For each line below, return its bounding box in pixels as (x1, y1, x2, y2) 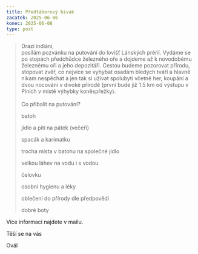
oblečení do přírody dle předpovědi (21, 195, 110, 202)
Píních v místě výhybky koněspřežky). (21, 88, 116, 95)
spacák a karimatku (21, 136, 71, 143)
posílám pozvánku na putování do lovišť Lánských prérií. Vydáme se (21, 49, 191, 57)
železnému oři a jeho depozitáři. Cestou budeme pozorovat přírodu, (21, 62, 190, 69)
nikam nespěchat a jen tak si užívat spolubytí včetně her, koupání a (21, 75, 189, 82)
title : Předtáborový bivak (6, 9, 74, 15)
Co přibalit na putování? (21, 101, 81, 108)
